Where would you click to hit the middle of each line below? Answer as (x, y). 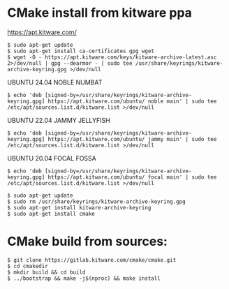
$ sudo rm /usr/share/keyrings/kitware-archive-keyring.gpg (97, 201)
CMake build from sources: (87, 242)
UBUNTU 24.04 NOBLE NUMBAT (55, 82)
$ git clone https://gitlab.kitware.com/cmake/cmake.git (92, 260)
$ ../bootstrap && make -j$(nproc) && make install (84, 278)
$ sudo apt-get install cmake (51, 214)
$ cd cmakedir (28, 266)
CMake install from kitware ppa (99, 13)
